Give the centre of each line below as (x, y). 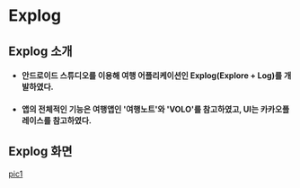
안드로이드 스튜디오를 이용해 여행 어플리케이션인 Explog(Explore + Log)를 (152, 76)
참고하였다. (72, 120)
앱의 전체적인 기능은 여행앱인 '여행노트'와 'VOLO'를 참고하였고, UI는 (140, 109)
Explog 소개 (40, 51)
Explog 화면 (40, 152)
